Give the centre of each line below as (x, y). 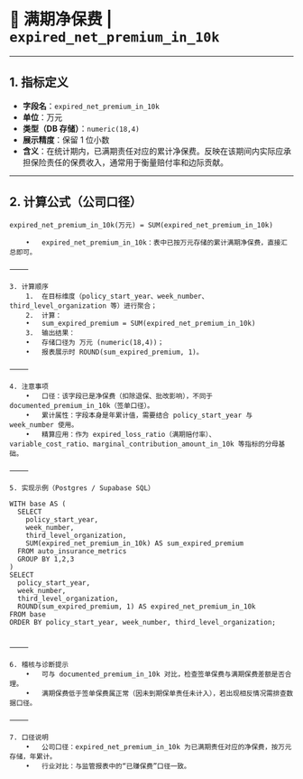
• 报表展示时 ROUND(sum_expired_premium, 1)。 (115, 352)
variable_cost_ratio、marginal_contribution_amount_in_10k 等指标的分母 (144, 444)
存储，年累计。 (33, 756)
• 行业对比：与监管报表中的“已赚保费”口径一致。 (108, 766)
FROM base (28, 614)
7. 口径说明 (29, 737)
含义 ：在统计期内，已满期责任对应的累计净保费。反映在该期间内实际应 (153, 151)
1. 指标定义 (39, 83)
